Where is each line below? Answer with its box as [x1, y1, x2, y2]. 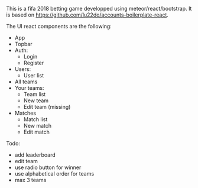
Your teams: [14, 85, 44, 91]
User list [23, 72, 44, 79]
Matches [14, 109, 37, 116]
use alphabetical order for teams [14, 170, 95, 177]
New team [23, 97, 49, 104]
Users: [14, 66, 31, 73]
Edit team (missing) [23, 103, 71, 110]
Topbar [14, 41, 33, 47]
